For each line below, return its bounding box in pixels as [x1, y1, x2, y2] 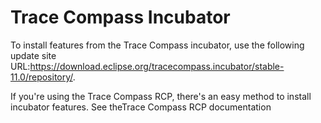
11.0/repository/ [10, 71, 73, 83]
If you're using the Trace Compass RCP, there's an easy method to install [10, 90, 312, 102]
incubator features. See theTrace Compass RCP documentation [10, 101, 272, 113]
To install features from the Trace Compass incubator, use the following [10, 39, 305, 51]
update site [10, 49, 57, 61]
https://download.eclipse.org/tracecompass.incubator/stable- [29, 60, 285, 72]
